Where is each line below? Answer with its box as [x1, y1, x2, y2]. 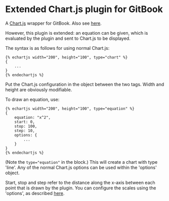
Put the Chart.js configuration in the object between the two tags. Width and [5, 81, 164, 87]
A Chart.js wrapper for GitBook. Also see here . [5, 20, 102, 26]
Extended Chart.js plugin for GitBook [5, 4, 163, 15]
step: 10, [14, 128, 35, 133]
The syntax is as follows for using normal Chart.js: [5, 45, 110, 51]
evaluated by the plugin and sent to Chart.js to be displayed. [5, 35, 131, 41]
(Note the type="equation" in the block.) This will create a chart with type [5, 159, 158, 165]
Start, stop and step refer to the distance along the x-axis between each [5, 179, 155, 185]
